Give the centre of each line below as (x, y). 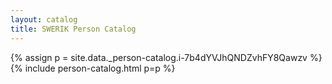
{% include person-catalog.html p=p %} (93, 68)
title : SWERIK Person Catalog (73, 29)
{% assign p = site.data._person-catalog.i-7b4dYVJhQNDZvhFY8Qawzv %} (166, 57)
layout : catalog (44, 19)
